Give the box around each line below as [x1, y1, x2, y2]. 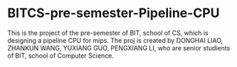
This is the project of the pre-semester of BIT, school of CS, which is [7, 29, 209, 37]
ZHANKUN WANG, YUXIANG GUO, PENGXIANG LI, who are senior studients [7, 43, 231, 52]
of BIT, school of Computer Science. [7, 51, 114, 60]
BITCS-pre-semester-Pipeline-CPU [7, 5, 220, 21]
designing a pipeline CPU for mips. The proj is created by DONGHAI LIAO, [7, 36, 223, 44]
